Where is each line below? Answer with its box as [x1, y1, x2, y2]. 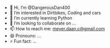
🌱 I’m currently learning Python [9, 15, 72, 21]
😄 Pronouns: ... [9, 33, 42, 39]
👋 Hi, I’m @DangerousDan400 [9, 5, 70, 10]
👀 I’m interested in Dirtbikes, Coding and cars [9, 10, 101, 16]
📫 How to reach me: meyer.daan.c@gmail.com [9, 26, 105, 31]
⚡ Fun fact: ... [9, 38, 37, 44]
